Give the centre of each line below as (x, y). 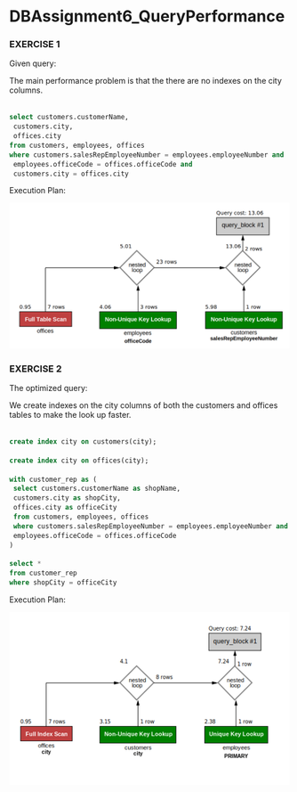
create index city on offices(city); (79, 461)
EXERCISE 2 (36, 369)
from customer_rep (43, 573)
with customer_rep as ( (53, 479)
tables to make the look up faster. (70, 415)
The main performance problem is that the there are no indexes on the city (146, 81)
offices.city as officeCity (65, 508)
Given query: (33, 63)
